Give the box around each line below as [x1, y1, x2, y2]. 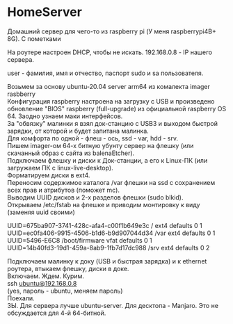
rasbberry [7, 90, 36, 98]
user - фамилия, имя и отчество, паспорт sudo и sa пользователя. [7, 69, 204, 77]
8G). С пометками [7, 34, 61, 42]
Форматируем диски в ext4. [7, 171, 90, 179]
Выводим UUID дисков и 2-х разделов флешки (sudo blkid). [7, 193, 184, 202]
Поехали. [7, 293, 35, 302]
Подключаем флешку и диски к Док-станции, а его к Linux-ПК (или [7, 156, 208, 164]
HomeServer [7, 4, 82, 20]
